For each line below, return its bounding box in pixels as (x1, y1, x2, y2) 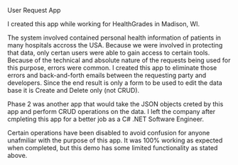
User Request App (7, 6, 61, 14)
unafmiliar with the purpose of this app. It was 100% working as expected (7, 136, 223, 144)
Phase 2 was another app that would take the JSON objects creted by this (7, 100, 224, 108)
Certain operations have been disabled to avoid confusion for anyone (7, 129, 210, 137)
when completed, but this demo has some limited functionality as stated (7, 144, 218, 152)
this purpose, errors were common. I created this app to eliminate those (7, 64, 217, 72)
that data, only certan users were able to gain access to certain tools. (7, 49, 210, 57)
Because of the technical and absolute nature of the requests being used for (7, 56, 231, 64)
